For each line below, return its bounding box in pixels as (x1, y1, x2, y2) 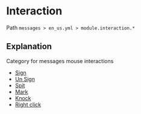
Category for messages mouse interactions (6, 57, 114, 64)
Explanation (6, 41, 52, 52)
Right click (14, 101, 42, 108)
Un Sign (14, 75, 35, 82)
